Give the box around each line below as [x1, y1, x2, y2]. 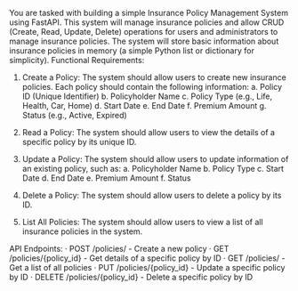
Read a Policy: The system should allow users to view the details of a [21, 127, 276, 137]
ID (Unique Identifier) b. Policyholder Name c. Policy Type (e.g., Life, [21, 91, 273, 101]
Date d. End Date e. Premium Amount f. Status [21, 173, 191, 183]
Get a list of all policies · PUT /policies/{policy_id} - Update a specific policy [9, 263, 286, 272]
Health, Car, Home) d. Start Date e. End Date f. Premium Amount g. [21, 101, 267, 110]
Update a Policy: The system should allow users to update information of [21, 154, 289, 164]
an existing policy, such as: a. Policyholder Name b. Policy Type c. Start [21, 164, 285, 174]
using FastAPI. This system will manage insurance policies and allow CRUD [9, 17, 285, 28]
